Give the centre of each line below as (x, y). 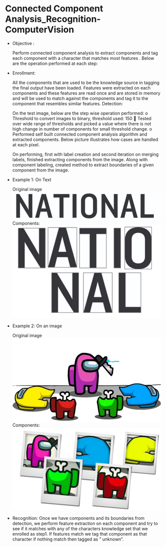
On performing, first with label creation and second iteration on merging (85, 154)
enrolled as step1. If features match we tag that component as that (80, 534)
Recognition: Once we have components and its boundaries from (78, 518)
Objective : (23, 43)
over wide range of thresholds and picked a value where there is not (82, 124)
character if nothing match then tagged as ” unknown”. (68, 539)
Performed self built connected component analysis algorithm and (80, 134)
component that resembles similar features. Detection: (68, 103)
